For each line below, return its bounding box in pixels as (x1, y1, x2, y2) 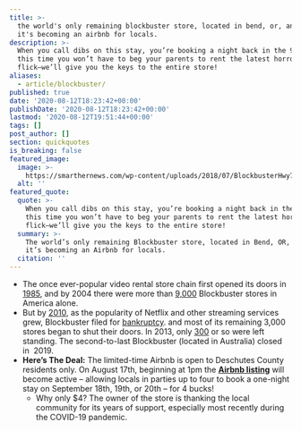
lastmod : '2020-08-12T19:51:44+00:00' (9, 113, 154, 122)
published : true (9, 88, 70, 97)
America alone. (21, 298, 79, 308)
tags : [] (9, 122, 42, 131)
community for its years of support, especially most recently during (35, 402, 285, 412)
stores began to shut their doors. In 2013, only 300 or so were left (21, 326, 264, 336)
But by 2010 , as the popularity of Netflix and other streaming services (21, 308, 279, 317)
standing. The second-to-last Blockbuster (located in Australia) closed (21, 336, 282, 346)
